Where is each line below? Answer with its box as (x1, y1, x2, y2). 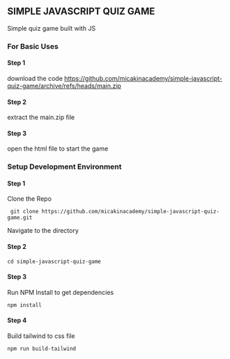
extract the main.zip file (7, 113, 75, 121)
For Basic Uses (7, 41, 59, 51)
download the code (7, 74, 63, 82)
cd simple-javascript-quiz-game (7, 258, 101, 265)
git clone (10, 208, 39, 215)
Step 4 (7, 316, 27, 325)
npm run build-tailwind (7, 345, 77, 353)
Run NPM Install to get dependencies (7, 288, 114, 296)
